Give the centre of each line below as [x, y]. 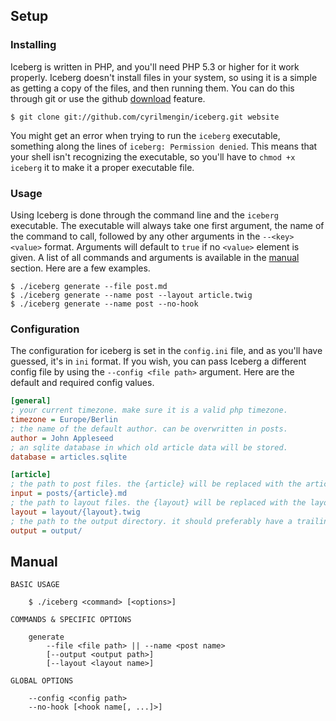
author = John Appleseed [62, 438]
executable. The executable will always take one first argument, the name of [167, 225]
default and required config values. [82, 383]
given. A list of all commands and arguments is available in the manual [155, 257]
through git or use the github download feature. [108, 98]
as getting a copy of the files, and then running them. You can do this [152, 88]
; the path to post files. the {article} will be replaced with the [156, 484]
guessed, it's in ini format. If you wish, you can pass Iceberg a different [158, 361]
